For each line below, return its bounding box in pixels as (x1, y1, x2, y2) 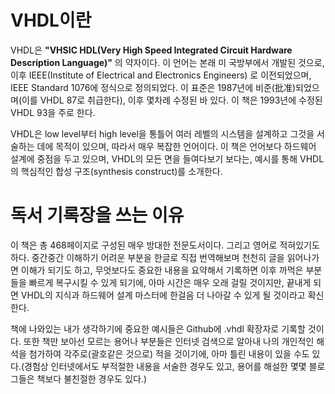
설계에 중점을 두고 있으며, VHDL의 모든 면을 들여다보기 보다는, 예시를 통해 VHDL (10, 152, 325, 165)
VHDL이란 (10, 9, 92, 32)
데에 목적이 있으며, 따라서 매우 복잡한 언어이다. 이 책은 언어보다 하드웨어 (36, 140, 317, 152)
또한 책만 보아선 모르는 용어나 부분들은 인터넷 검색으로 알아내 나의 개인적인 (23, 335, 315, 347)
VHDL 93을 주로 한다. (10, 106, 96, 118)
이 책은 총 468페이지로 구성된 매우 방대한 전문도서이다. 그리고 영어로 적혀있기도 (10, 239, 320, 251)
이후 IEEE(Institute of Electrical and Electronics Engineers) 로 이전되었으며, (10, 69, 312, 81)
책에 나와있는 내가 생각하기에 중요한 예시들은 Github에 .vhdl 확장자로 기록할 (10, 322, 306, 335)
